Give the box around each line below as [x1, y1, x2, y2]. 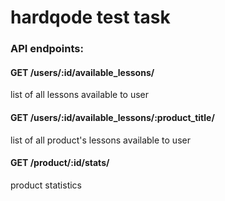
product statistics [10, 179, 82, 191]
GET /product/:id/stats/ [10, 157, 110, 169]
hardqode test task [10, 6, 171, 29]
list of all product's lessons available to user [10, 134, 191, 146]
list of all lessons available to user [10, 89, 150, 101]
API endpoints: [10, 42, 84, 56]
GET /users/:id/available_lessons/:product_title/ [10, 111, 215, 123]
